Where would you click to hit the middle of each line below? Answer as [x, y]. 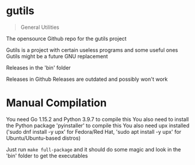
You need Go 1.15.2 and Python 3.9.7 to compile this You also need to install [97, 119]
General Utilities [40, 27]
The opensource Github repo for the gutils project [66, 38]
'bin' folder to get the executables [47, 156]
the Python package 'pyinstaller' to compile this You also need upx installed [98, 126]
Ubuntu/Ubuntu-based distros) [43, 138]
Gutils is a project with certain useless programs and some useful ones [92, 50]
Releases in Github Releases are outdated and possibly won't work [87, 79]
